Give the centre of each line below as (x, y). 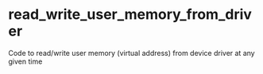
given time (25, 61)
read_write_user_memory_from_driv (130, 15)
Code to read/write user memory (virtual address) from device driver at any (132, 53)
